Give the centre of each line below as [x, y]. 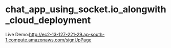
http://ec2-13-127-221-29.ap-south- [67, 34]
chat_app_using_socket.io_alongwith [86, 9]
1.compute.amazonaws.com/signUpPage [48, 40]
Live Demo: [17, 34]
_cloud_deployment [48, 20]
